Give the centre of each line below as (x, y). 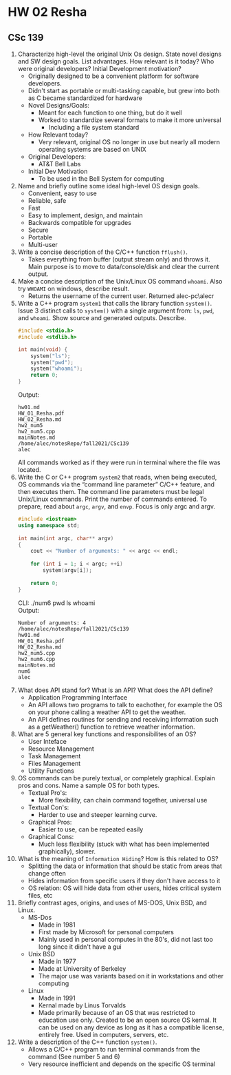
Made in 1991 (57, 998)
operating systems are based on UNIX (92, 149)
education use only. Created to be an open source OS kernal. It (128, 1020)
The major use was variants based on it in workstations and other (131, 976)
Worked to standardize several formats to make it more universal (130, 120)
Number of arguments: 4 (52, 623)
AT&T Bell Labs (59, 164)
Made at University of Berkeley (82, 968)
